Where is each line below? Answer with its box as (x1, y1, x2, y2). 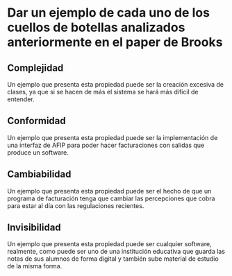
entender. (7, 95, 35, 103)
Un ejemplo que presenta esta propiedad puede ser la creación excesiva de (7, 80, 224, 88)
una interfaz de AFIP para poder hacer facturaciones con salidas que (7, 141, 205, 149)
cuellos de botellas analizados (7, 19, 185, 35)
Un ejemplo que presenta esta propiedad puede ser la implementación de (7, 133, 218, 141)
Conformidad (7, 115, 66, 127)
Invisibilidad (7, 222, 61, 234)
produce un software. (7, 148, 69, 157)
